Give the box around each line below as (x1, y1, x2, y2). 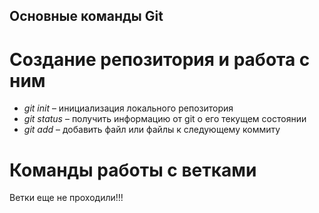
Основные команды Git (9, 8, 164, 25)
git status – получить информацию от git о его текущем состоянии (23, 113, 307, 125)
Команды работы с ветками (9, 159, 257, 181)
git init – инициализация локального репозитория (23, 102, 234, 114)
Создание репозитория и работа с (9, 48, 311, 71)
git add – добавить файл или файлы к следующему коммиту (23, 124, 281, 136)
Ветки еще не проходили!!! (9, 192, 124, 204)
